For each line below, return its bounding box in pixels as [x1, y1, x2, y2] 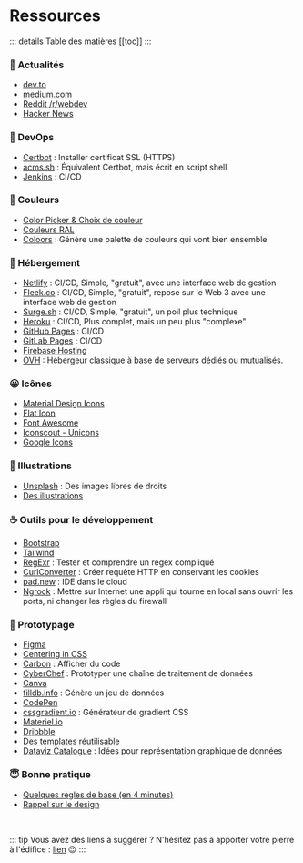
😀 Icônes [9, 377, 53, 390]
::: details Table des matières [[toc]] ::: [9, 36, 152, 46]
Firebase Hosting [22, 345, 87, 356]
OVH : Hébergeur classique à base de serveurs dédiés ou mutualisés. [22, 354, 284, 365]
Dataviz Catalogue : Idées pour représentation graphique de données [22, 745, 283, 756]
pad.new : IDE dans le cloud [22, 576, 127, 588]
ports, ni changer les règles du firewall [22, 596, 167, 607]
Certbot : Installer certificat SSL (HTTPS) [22, 151, 176, 162]
